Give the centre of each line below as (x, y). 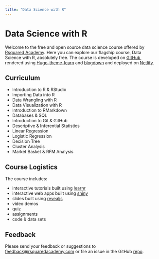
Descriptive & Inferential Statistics (46, 126)
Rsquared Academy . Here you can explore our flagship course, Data (73, 52)
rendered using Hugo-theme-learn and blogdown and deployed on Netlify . (79, 63)
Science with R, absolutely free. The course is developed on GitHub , (73, 57)
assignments (25, 214)
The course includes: (26, 179)
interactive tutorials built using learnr (49, 188)
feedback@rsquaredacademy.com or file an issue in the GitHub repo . (74, 251)
